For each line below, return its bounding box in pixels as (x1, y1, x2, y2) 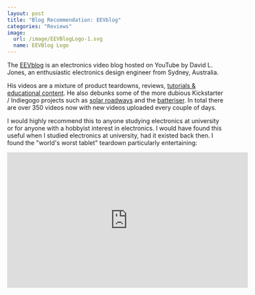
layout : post (7, 10, 45, 17)
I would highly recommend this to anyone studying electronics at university (7, 117, 220, 124)
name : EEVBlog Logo (13, 42, 69, 49)
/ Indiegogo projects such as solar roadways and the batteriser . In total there (7, 96, 223, 104)
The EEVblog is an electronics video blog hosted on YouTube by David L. (7, 61, 213, 69)
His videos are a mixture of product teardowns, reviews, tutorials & (7, 82, 196, 89)
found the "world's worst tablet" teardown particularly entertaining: (7, 139, 198, 146)
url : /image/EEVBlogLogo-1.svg (13, 36, 103, 43)
